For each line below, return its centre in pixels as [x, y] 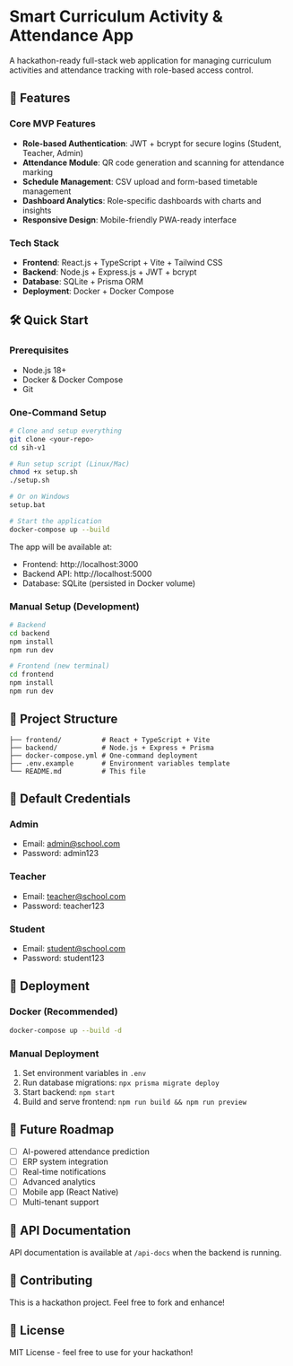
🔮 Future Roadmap [62, 1130]
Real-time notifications [64, 1171]
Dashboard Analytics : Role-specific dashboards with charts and [142, 200]
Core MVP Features [52, 124]
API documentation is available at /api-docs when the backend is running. [146, 1252]
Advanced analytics [59, 1181]
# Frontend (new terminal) [60, 666]
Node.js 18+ [44, 370]
